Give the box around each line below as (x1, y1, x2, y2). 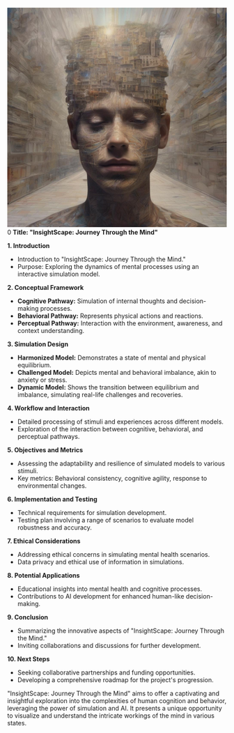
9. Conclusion (7, 613, 49, 621)
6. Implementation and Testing (7, 495, 97, 503)
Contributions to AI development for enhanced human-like (17, 592, 185, 600)
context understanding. (17, 327, 85, 334)
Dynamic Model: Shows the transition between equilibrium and (17, 383, 199, 391)
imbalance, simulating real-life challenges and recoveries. (17, 391, 183, 399)
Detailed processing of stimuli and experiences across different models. (17, 417, 224, 426)
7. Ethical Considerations (7, 537, 81, 545)
